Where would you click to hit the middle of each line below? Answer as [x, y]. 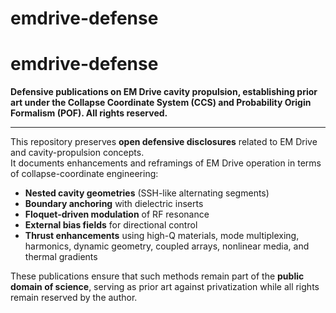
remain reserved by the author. [74, 298]
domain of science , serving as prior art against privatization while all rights [165, 287]
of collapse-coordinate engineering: [84, 174]
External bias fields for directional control [111, 225]
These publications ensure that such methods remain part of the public [157, 276]
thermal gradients [61, 257]
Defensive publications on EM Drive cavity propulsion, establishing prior [164, 92]
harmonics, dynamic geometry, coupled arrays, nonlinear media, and [167, 246]
